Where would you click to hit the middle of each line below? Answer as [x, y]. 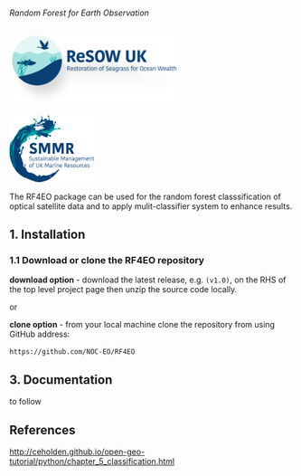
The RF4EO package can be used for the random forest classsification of [146, 196]
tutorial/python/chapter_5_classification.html [92, 461]
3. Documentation [61, 380]
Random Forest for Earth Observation [79, 13]
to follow [26, 402]
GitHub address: [40, 334]
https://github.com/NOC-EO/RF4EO [72, 352]
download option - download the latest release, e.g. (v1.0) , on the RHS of [148, 280]
